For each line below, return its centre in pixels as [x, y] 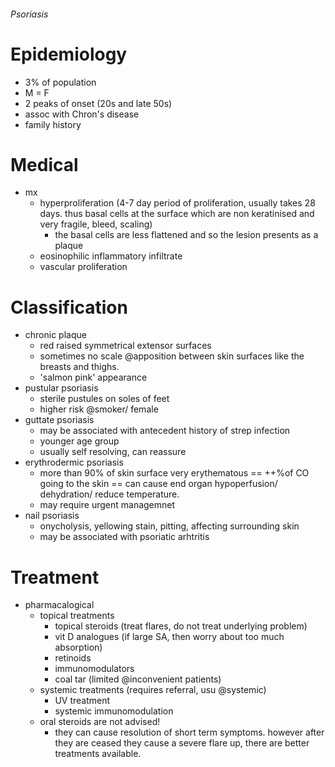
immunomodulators [94, 669]
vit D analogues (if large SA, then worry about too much [169, 637]
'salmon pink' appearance [93, 377]
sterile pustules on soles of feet [104, 399]
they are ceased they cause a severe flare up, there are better [182, 743]
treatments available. [98, 754]
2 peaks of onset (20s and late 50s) [98, 103]
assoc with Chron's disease [82, 114]
